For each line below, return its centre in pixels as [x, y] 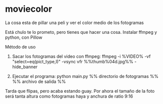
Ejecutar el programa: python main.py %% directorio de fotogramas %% [85, 76]
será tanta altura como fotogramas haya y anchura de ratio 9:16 [69, 96]
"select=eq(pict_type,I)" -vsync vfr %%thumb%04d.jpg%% [73, 61]
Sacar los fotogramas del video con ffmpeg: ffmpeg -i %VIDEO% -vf [81, 56]
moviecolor [29, 9]
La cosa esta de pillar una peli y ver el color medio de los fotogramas [74, 23]
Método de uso [20, 47]
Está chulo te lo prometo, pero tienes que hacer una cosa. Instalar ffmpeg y [81, 32]
